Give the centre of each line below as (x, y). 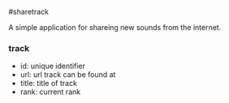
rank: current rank (50, 92)
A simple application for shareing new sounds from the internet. (115, 27)
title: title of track (48, 84)
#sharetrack (28, 12)
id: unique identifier (52, 66)
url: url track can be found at (68, 75)
